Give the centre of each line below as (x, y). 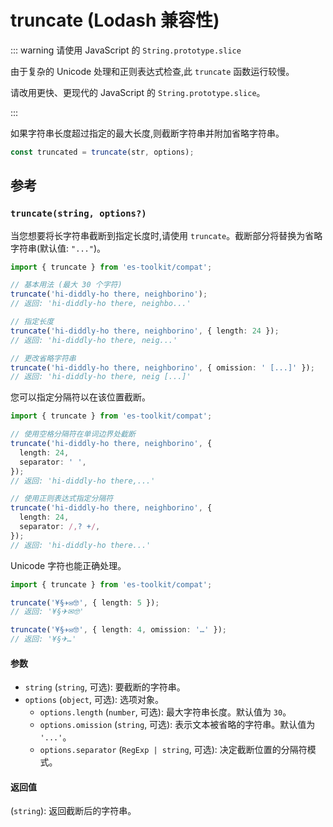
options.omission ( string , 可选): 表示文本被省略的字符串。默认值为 (177, 725)
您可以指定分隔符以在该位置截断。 (80, 397)
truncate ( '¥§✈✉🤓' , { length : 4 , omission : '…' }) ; (118, 630)
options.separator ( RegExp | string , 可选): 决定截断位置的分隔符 (173, 750)
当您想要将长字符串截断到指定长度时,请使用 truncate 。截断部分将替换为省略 (166, 235)
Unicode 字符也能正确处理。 (68, 565)
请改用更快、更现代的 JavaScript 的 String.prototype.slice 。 (138, 92)
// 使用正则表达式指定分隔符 (62, 499)
